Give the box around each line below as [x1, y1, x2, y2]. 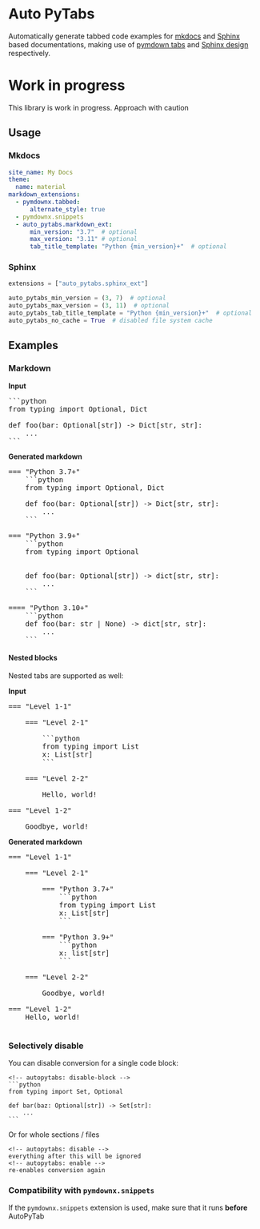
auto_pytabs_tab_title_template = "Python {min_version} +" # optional [8, 309, 252, 317]
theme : [8, 175, 30, 184]
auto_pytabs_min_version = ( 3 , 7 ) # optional [8, 294, 166, 303]
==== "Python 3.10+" [8, 603, 90, 612]
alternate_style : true [29, 205, 106, 213]
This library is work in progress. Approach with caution [8, 102, 190, 112]
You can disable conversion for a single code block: [8, 1058, 178, 1068]
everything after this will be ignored [8, 1152, 142, 1161]
